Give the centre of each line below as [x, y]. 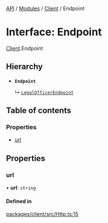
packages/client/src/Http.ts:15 [42, 214]
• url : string [21, 188]
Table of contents [39, 111]
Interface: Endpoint [54, 32]
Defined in [19, 201]
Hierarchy [25, 67]
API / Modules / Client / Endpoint [45, 8]
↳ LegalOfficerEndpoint [44, 92]
